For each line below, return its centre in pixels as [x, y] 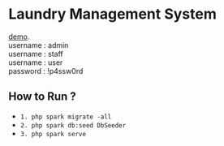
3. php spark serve [53, 134]
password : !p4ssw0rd [46, 71]
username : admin [39, 45]
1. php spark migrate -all [66, 117]
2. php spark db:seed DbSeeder [73, 125]
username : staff [36, 54]
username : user [36, 62]
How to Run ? [43, 97]
